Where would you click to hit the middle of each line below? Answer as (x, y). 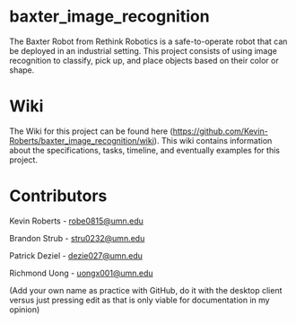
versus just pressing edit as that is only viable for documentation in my (140, 300)
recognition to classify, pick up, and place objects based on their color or (144, 60)
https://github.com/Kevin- (221, 131)
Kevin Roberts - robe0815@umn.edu (76, 221)
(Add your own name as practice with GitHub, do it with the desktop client (146, 290)
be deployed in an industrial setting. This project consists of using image (144, 50)
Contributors (58, 196)
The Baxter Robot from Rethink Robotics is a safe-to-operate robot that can (148, 41)
